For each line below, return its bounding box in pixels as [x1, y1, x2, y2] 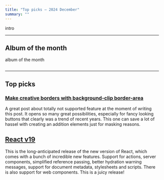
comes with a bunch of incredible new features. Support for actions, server [5, 154, 156, 159]
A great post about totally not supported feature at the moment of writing [5, 106, 152, 112]
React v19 [5, 135, 36, 144]
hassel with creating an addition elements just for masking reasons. [5, 121, 141, 127]
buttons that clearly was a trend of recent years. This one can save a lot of [5, 116, 155, 122]
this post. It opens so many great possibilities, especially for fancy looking [5, 111, 154, 116]
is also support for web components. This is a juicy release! [5, 169, 124, 175]
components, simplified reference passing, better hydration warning [5, 158, 142, 164]
